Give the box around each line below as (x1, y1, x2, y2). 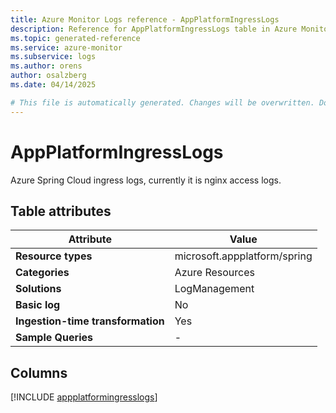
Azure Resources (174, 266, 255, 280)
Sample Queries (15, 331, 93, 345)
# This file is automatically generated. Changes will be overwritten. (10, 97, 315, 108)
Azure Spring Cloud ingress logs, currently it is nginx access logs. (10, 174, 282, 186)
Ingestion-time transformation (15, 314, 165, 328)
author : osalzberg (10, 71, 87, 81)
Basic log (15, 298, 61, 312)
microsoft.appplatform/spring (174, 249, 313, 263)
